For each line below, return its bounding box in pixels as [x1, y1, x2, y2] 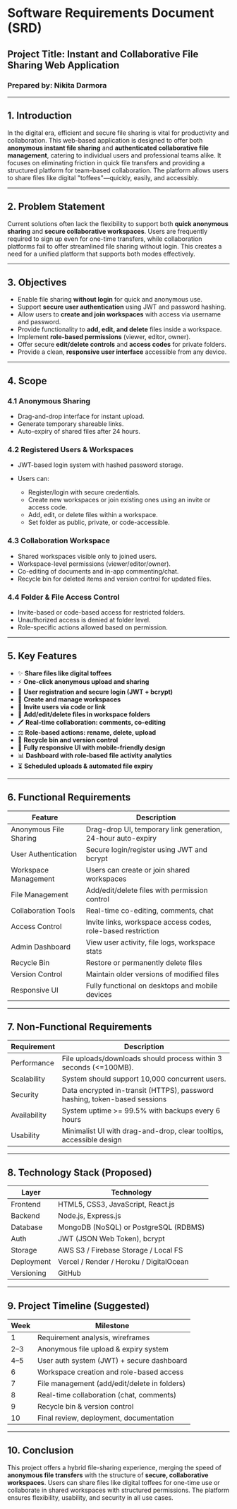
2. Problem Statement [7, 201, 105, 213]
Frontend [11, 1200, 41, 1209]
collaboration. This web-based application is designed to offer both [7, 136, 203, 144]
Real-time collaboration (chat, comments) [37, 1390, 176, 1399]
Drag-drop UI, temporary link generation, [85, 824, 223, 834]
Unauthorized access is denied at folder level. [17, 615, 151, 624]
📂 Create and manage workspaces [17, 694, 121, 704]
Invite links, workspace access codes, [85, 917, 212, 927]
